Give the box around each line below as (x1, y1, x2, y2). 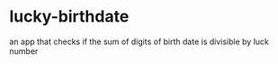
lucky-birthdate (9, 6, 130, 27)
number (9, 45, 39, 56)
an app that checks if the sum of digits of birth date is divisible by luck (9, 36, 270, 47)
